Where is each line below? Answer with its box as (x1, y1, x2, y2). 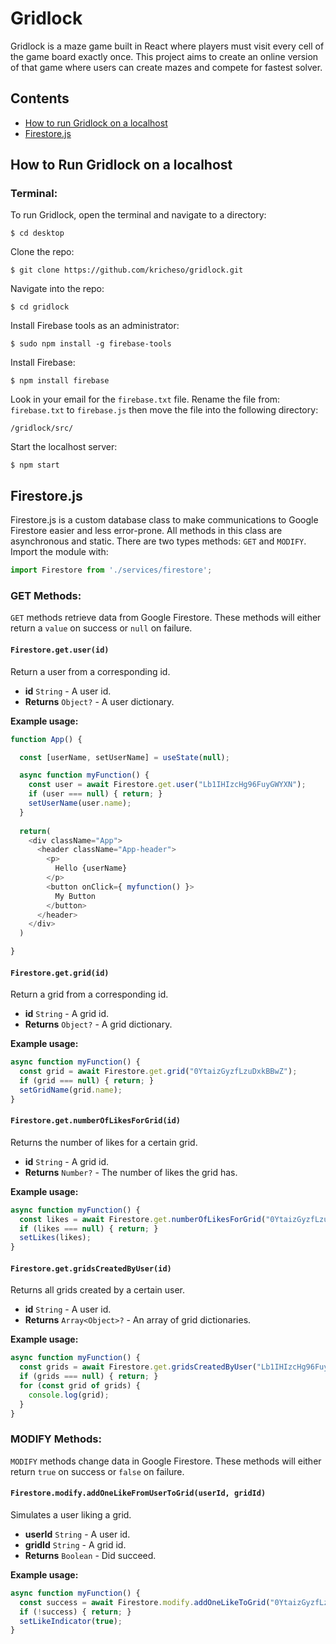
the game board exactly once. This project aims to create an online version (10, 50, 319, 62)
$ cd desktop (10, 228, 65, 239)
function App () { (10, 734, 83, 744)
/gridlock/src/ (10, 423, 74, 434)
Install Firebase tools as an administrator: (10, 320, 180, 332)
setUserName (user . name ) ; (28, 798, 132, 808)
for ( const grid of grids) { (19, 1380, 141, 1391)
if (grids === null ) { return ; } (19, 1372, 159, 1382)
